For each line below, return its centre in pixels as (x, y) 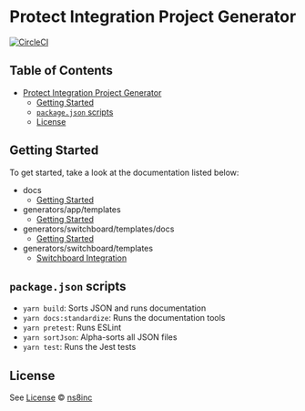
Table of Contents (61, 71)
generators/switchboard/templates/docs (98, 229)
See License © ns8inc (51, 397)
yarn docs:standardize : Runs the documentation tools (124, 318)
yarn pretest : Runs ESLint (72, 328)
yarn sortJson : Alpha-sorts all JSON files (100, 337)
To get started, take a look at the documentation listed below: (124, 172)
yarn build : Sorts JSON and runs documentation (114, 308)
